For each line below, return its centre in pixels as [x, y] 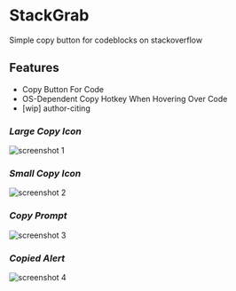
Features [34, 68]
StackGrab [49, 16]
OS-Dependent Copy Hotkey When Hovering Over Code [125, 98]
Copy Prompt [39, 216]
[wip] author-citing [56, 108]
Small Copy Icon [45, 173]
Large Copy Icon [46, 131]
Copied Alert [37, 258]
